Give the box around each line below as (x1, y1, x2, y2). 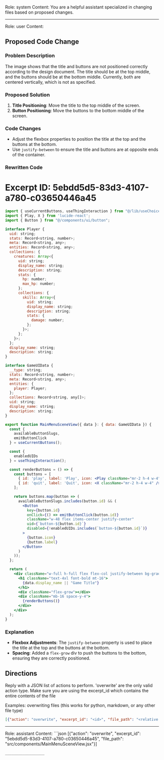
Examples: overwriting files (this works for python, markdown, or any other (5, 702, 155, 708)
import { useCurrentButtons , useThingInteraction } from (5, 209, 123, 214)
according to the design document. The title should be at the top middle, (5, 69, 151, 74)
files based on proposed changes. (5, 9, 74, 15)
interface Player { (5, 226, 45, 232)
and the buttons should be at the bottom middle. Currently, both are (5, 74, 141, 80)
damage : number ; (31, 318, 64, 323)
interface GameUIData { (5, 363, 54, 368)
